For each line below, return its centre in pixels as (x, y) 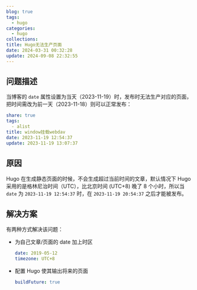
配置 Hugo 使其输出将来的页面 (51, 271)
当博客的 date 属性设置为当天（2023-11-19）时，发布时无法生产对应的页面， (99, 97)
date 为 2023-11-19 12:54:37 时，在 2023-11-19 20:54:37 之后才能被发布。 (97, 193)
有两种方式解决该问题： (35, 229)
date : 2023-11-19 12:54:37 (39, 137)
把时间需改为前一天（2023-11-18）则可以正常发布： (69, 104)
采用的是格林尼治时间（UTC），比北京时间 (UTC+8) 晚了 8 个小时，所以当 (96, 186)
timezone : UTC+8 (35, 259)
